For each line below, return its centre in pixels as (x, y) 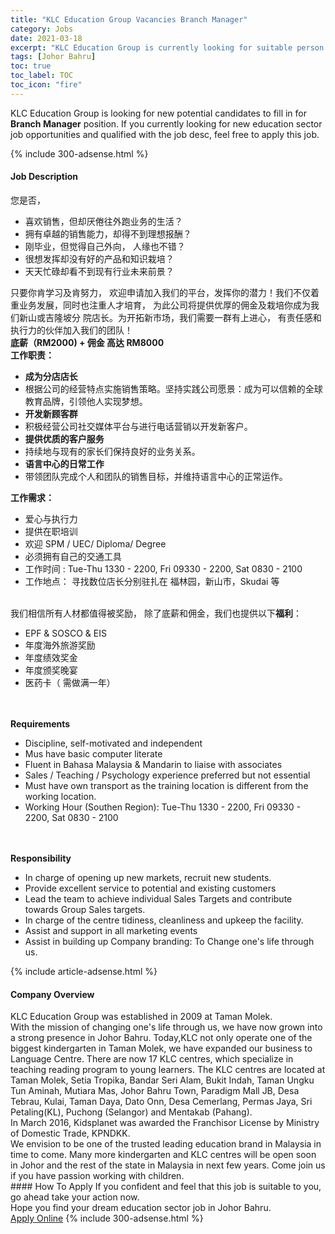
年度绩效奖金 (51, 657)
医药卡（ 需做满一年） (70, 682)
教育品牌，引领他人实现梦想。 (86, 401)
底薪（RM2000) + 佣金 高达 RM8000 (87, 342)
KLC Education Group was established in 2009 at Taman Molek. (141, 1017)
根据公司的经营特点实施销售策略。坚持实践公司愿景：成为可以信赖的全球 (173, 388)
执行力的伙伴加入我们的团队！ (71, 330)
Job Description (44, 177)
